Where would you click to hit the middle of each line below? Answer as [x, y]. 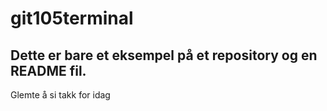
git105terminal [72, 18]
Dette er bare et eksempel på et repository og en [164, 55]
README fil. [48, 70]
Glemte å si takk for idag [60, 95]
